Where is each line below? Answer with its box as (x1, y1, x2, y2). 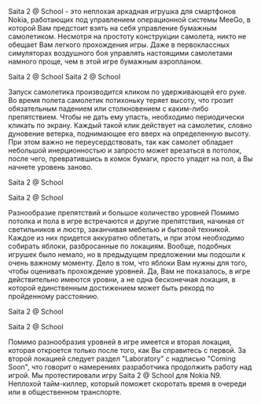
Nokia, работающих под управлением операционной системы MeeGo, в (8, 15, 252, 24)
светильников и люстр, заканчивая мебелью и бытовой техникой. (8, 225, 230, 234)
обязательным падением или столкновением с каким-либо (8, 104, 209, 113)
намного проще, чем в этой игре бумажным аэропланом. (8, 57, 203, 66)
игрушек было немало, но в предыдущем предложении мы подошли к (8, 250, 246, 259)
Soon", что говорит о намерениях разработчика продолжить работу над (8, 362, 252, 372)
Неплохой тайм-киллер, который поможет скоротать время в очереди (8, 379, 247, 388)
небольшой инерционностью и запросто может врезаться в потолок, (8, 145, 242, 155)
